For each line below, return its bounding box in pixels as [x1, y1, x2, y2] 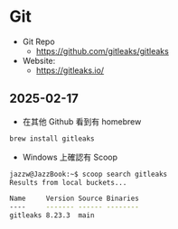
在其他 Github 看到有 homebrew [22, 115, 142, 127]
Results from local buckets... [9, 178, 127, 187]
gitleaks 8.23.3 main [9, 211, 95, 220]
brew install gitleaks [9, 133, 95, 143]
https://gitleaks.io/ [35, 65, 105, 76]
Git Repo [22, 36, 56, 47]
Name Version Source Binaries [9, 194, 140, 204]
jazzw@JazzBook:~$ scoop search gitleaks [9, 169, 168, 179]
